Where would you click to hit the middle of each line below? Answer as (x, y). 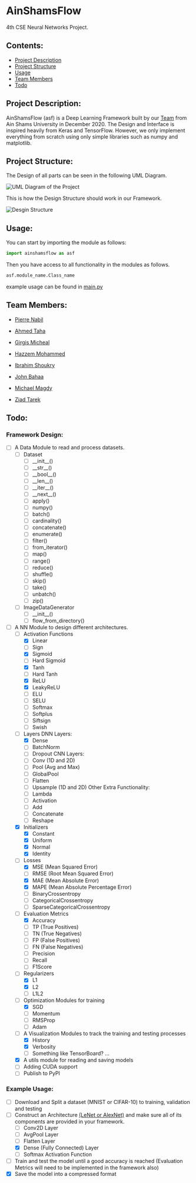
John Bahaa (29, 376)
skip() (39, 581)
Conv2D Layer (41, 1128)
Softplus (42, 714)
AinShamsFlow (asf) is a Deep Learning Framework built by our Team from (97, 118)
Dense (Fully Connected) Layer (61, 1148)
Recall (40, 960)
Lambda (42, 794)
